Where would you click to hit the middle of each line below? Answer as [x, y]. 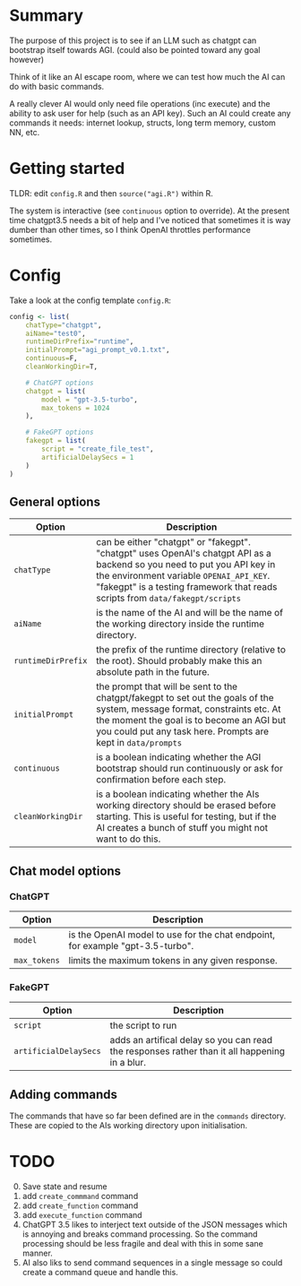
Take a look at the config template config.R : [90, 300]
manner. [38, 1253]
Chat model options [65, 871]
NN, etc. [25, 132]
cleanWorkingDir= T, [62, 367]
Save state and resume [64, 1187]
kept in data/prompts [138, 743]
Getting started [67, 169]
